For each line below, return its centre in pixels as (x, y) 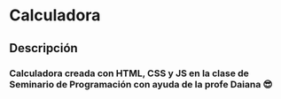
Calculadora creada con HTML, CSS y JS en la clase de (129, 73)
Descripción (43, 48)
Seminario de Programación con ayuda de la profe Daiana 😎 (141, 84)
